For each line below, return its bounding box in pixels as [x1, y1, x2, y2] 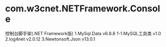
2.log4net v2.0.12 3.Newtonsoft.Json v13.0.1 [5, 36, 95, 42]
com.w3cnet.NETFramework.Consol [5, 3, 160, 14]
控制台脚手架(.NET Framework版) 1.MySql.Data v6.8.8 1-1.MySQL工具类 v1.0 [5, 30, 161, 36]
